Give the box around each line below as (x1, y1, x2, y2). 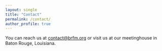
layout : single (5, 7, 37, 12)
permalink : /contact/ (5, 16, 51, 21)
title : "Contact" (5, 12, 42, 17)
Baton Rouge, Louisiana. (5, 40, 56, 46)
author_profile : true (5, 21, 51, 26)
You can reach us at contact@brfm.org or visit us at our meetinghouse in (5, 35, 157, 41)
